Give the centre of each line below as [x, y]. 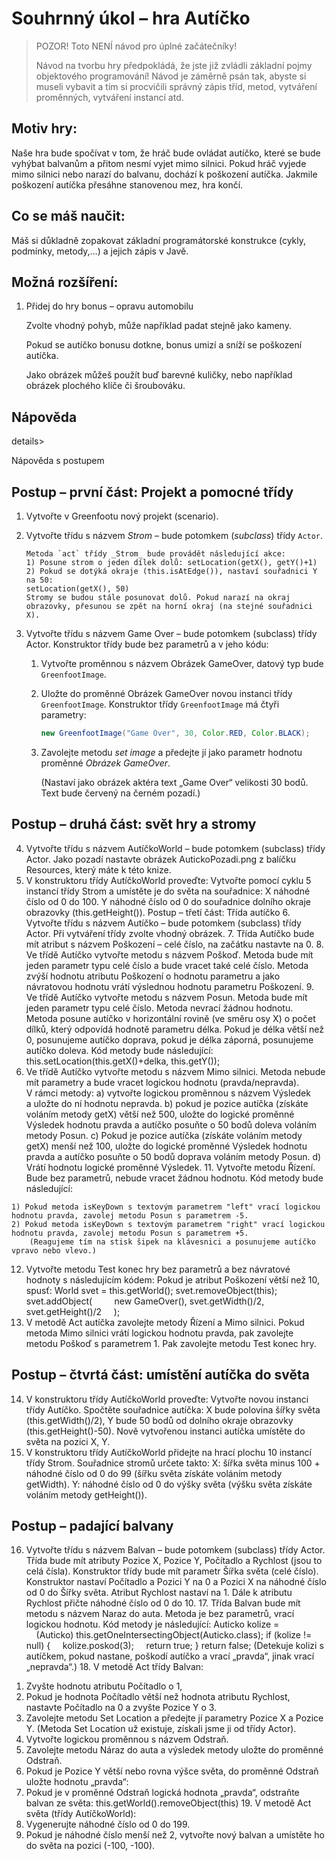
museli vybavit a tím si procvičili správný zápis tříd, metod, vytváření [176, 86]
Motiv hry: [44, 128]
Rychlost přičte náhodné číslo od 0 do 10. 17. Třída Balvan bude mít [163, 1603]
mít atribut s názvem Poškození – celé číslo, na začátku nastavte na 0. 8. [174, 944]
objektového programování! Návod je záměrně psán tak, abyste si [171, 76]
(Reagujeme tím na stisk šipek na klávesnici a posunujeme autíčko [172, 1242]
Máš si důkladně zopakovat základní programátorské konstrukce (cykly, [159, 240]
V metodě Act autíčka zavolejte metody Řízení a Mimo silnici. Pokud [165, 1322]
